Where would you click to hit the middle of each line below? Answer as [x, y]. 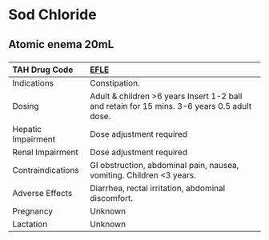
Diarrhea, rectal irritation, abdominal [158, 188]
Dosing [26, 106]
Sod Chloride [53, 15]
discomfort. [112, 198]
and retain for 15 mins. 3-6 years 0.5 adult [171, 106]
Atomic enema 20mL [61, 44]
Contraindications [46, 170]
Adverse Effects [42, 193]
